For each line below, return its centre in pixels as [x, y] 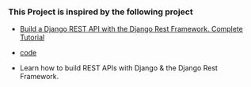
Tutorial [32, 37]
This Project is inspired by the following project [101, 12]
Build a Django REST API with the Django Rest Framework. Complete [131, 29]
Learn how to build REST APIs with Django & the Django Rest [118, 68]
